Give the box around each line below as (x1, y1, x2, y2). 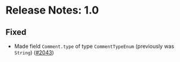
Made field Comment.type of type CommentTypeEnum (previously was (14, 43, 175, 50)
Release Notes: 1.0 (5, 4, 99, 17)
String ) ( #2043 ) (14, 49, 54, 56)
